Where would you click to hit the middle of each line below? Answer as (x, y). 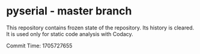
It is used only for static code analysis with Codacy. (70, 34)
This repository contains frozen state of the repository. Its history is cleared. (100, 28)
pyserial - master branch (69, 11)
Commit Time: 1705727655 (39, 46)
